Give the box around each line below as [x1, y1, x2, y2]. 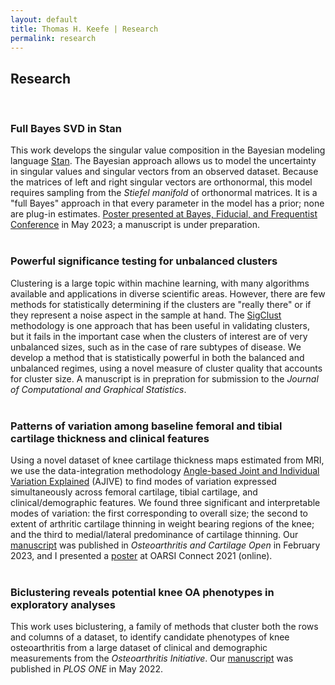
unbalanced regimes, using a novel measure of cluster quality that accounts [10, 362, 323, 374]
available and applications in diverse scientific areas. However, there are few [10, 287, 326, 300]
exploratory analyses [10, 598, 116, 611]
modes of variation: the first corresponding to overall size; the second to [10, 507, 308, 520]
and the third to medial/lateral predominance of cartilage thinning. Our [10, 529, 299, 541]
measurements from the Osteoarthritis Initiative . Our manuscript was [10, 652, 294, 665]
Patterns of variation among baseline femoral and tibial [10, 419, 283, 433]
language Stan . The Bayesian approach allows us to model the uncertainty [10, 155, 317, 167]
